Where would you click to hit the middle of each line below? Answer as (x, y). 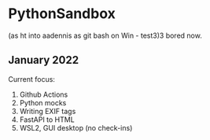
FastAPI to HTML (47, 120)
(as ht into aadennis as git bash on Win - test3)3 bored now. (105, 35)
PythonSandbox (62, 14)
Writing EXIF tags (48, 111)
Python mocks (43, 102)
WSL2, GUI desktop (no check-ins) (76, 127)
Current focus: (31, 79)
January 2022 (44, 60)
